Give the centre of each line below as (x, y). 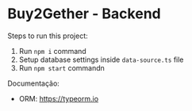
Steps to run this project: (48, 36)
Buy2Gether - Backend (84, 14)
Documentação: (34, 83)
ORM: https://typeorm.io (59, 98)
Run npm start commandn (61, 67)
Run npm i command (52, 51)
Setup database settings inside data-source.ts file (101, 59)
